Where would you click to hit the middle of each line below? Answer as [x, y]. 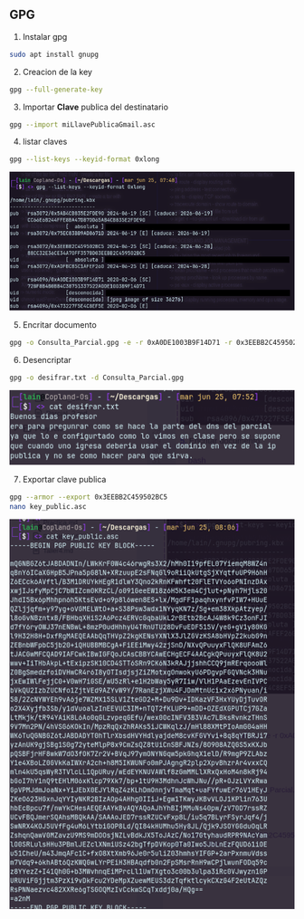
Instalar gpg [45, 36]
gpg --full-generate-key [56, 90]
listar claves [45, 142]
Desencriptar [47, 360]
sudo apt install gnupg [54, 54]
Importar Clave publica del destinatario [95, 107]
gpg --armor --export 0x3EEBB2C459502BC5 [89, 497]
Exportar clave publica [64, 480]
